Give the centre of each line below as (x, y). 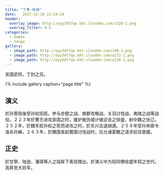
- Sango (17, 42)
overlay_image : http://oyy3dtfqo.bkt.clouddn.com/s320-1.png (73, 23)
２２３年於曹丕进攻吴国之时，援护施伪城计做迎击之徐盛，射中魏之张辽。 (86, 120)
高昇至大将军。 (20, 168)
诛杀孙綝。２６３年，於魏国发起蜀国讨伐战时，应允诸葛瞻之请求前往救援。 (80, 132)
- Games (17, 37)
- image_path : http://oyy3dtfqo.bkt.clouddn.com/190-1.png (71, 50)
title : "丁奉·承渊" (23, 10)
